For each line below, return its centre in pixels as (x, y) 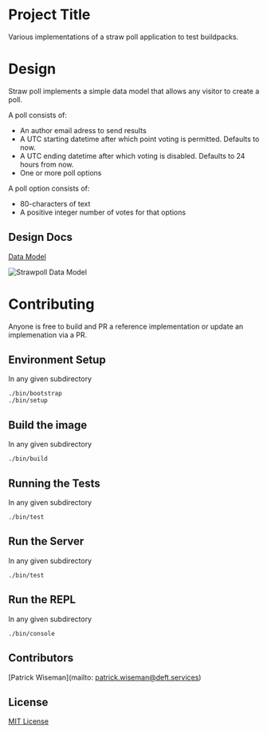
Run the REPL (42, 600)
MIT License (29, 721)
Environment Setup (57, 360)
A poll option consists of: (49, 188)
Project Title (49, 15)
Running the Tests (55, 483)
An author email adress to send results (83, 130)
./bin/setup (28, 400)
